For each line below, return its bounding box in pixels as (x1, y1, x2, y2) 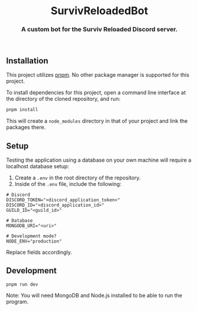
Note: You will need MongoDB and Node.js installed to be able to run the (6, 292, 182, 299)
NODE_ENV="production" (6, 238, 62, 244)
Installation (6, 55, 49, 66)
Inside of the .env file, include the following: (14, 180, 122, 187)
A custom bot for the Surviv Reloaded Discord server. (21, 25, 178, 34)
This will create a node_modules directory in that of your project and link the (6, 117, 188, 125)
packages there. (6, 124, 46, 131)
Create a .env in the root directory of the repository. (14, 174, 141, 181)
